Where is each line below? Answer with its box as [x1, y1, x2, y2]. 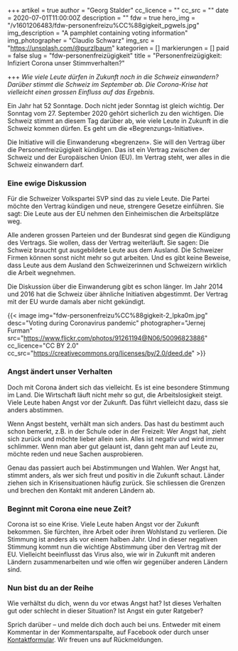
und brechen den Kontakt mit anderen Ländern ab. [7, 486, 156, 495]
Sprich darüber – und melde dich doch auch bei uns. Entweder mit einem [7, 620, 221, 629]
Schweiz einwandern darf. [7, 161, 84, 169]
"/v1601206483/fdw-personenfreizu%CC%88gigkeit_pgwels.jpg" [7, 21, 200, 29]
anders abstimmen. [7, 405, 64, 414]
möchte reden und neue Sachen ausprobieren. [7, 449, 144, 458]
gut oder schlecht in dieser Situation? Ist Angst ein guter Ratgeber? [7, 607, 204, 615]
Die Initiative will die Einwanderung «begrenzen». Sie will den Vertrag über [7, 138, 226, 146]
